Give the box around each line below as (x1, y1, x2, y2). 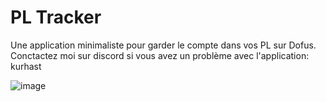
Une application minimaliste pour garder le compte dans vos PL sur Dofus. (10, 39, 317, 51)
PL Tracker (10, 6, 102, 29)
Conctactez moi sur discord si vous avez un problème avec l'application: (10, 49, 310, 61)
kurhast (10, 60, 42, 72)
